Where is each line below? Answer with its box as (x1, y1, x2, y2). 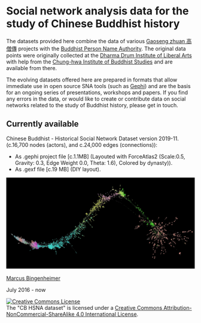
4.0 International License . (75, 310, 139, 318)
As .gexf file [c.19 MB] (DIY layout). (14, 165, 101, 173)
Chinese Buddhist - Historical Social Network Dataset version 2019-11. (6, 135, 179, 142)
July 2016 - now (6, 286, 46, 294)
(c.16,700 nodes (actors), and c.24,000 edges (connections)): (6, 141, 157, 148)
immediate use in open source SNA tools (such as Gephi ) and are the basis (6, 82, 191, 89)
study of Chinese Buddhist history (6, 17, 180, 31)
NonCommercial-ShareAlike (6, 310, 75, 318)
